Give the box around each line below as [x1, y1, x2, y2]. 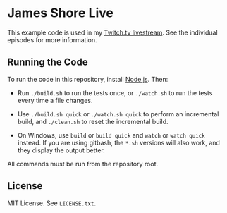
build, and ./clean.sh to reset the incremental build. [17, 117, 168, 126]
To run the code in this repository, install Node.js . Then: [7, 75, 168, 83]
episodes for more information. [7, 35, 97, 44]
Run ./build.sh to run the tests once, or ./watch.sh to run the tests [17, 88, 213, 97]
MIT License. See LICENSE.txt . [7, 199, 97, 207]
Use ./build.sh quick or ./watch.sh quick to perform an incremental [17, 109, 219, 118]
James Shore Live [7, 5, 114, 21]
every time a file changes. [17, 96, 93, 104]
